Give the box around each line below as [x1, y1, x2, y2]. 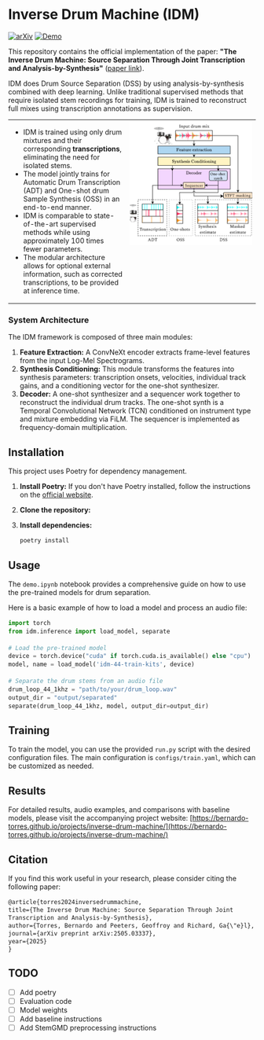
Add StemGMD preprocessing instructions [19, 1023, 157, 1033]
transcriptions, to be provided [23, 277, 119, 287]
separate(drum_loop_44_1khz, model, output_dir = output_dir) [8, 702, 210, 710]
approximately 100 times [23, 236, 104, 245]
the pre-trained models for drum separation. [8, 587, 151, 597]
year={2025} [8, 938, 47, 946]
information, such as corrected [23, 269, 123, 278]
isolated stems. [23, 160, 72, 170]
